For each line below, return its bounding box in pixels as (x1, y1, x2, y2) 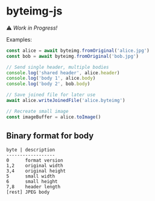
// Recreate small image (6, 108, 69, 114)
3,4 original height (6, 168, 66, 174)
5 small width (6, 173, 55, 179)
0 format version (6, 157, 63, 164)
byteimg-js (6, 4, 63, 18)
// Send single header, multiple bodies (6, 64, 110, 70)
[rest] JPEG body (6, 189, 50, 195)
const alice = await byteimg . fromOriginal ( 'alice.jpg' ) (6, 47, 150, 54)
